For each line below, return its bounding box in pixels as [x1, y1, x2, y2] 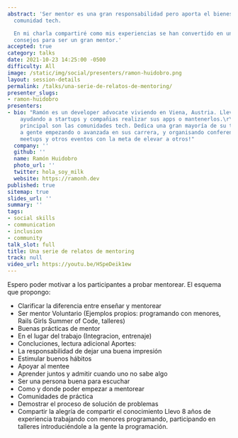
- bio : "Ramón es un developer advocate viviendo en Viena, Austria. [7, 109, 217, 116]
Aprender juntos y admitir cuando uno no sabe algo [17, 370, 168, 378]
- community [7, 234, 42, 241]
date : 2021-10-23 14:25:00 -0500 [7, 56, 106, 64]
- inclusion [7, 228, 42, 235]
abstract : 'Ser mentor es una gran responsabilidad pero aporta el [7, 10, 211, 18]
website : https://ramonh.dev [13, 175, 100, 182]
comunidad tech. [13, 17, 62, 24]
